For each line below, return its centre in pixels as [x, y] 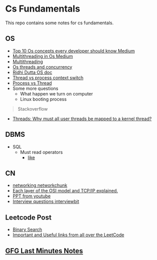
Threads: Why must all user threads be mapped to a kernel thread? [82, 119]
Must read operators [41, 152]
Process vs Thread [32, 83]
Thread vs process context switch [48, 77]
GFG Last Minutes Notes [44, 251]
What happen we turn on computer [57, 93]
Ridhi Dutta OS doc [32, 72]
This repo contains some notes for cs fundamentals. [59, 23]
